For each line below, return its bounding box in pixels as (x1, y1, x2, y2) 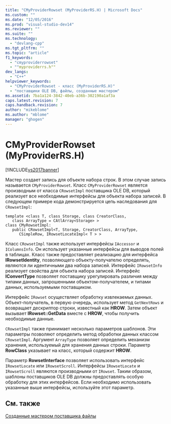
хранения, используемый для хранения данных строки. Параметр (5, 342, 151, 348)
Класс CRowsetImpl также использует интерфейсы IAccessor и (5, 240, 139, 247)
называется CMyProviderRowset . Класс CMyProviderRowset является (5, 182, 148, 188)
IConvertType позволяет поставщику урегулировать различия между (5, 273, 158, 279)
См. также (5, 399, 41, 408)
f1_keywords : (5, 55, 33, 60)
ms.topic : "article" (5, 50, 50, 55)
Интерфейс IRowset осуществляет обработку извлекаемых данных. (5, 294, 153, 300)
